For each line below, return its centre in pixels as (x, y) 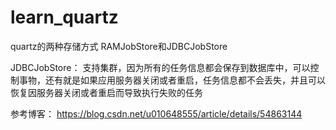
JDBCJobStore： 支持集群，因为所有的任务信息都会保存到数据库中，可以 (160, 67)
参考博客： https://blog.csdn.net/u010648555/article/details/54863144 (156, 113)
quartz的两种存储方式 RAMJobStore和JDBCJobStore (119, 46)
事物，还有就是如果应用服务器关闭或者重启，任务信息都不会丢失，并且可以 (172, 80)
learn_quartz (64, 17)
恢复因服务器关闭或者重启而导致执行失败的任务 (106, 92)
